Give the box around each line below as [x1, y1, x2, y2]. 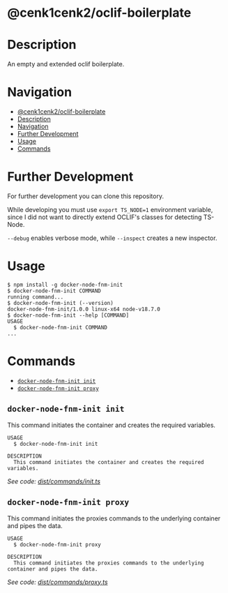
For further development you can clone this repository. [7, 192, 164, 200]
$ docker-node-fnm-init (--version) [7, 299, 114, 306]
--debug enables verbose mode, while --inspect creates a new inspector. [7, 234, 218, 242]
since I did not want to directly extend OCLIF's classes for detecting [7, 213, 202, 221]
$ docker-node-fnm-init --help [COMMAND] [7, 312, 130, 319]
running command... [7, 293, 64, 301]
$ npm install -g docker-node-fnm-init [7, 281, 123, 288]
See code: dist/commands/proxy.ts [7, 578, 108, 586]
